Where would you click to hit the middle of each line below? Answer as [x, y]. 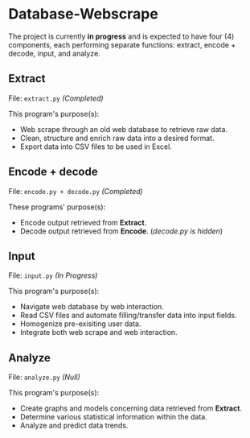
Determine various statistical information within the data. [113, 417]
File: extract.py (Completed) [56, 98]
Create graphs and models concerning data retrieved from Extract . [131, 408]
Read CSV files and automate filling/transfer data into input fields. [128, 316]
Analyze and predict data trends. [74, 426]
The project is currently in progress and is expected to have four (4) [121, 36]
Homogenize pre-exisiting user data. [80, 324]
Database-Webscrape [83, 14]
